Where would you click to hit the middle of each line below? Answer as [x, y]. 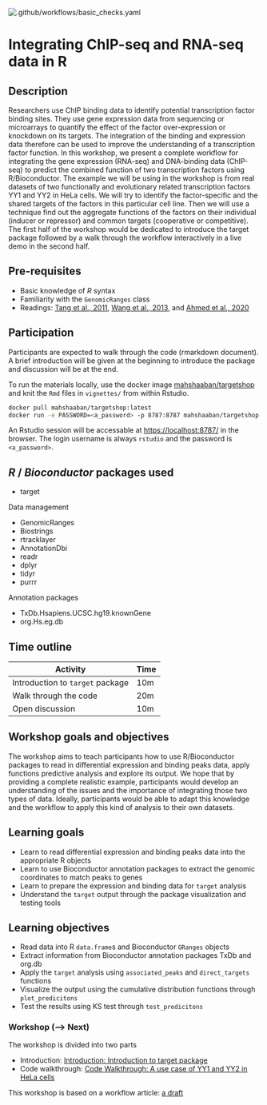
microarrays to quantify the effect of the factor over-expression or [117, 127]
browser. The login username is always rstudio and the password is [120, 439]
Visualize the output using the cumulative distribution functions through [137, 989]
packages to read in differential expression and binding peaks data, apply [129, 764]
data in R [38, 62]
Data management [39, 507]
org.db [31, 964]
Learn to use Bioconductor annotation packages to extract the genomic [137, 868]
